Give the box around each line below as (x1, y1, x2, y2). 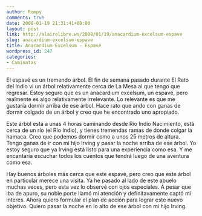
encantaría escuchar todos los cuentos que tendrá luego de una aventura (6, 152, 189, 159)
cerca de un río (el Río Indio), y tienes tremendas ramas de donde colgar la (6, 126, 192, 134)
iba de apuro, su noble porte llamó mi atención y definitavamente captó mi (6, 189, 192, 197)
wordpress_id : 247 (6, 48, 53, 54)
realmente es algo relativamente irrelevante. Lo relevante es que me (6, 95, 175, 103)
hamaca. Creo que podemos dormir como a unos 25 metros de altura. (6, 133, 180, 140)
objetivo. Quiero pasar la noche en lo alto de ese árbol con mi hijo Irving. (6, 202, 187, 209)
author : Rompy (6, 8, 42, 15)
